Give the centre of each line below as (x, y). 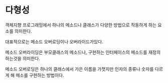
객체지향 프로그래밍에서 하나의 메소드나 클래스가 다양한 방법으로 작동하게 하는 (81, 25)
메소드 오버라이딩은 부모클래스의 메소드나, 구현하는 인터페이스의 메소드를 (76, 52)
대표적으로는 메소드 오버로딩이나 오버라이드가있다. (54, 41)
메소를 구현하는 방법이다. (40, 75)
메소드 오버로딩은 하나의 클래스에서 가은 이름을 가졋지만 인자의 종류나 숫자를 (79, 69)
